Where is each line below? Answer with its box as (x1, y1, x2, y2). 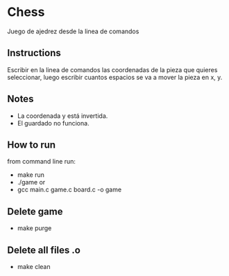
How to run (7, 139, 56, 150)
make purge (17, 224, 52, 232)
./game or (17, 178, 46, 187)
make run (17, 171, 45, 179)
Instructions (7, 47, 61, 59)
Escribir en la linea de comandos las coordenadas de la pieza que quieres (7, 65, 218, 74)
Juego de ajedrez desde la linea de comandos (7, 27, 139, 35)
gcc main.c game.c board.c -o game (17, 185, 122, 194)
